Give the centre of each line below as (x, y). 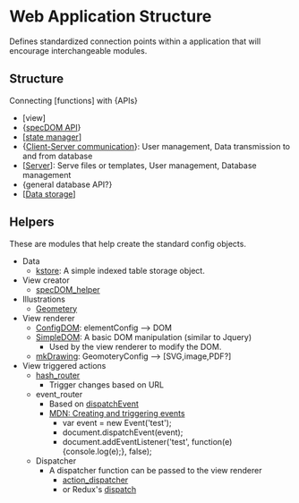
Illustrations (43, 299)
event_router (59, 394)
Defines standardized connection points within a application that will (135, 41)
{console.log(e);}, (94, 451)
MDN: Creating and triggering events (117, 413)
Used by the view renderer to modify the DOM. (135, 346)
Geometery (56, 308)
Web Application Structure (111, 17)
